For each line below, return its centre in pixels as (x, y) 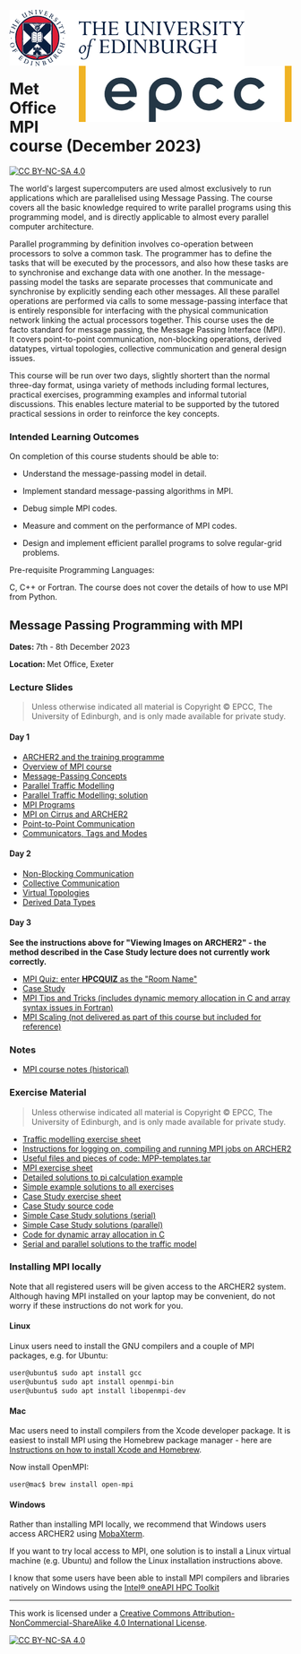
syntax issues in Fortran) (68, 1007)
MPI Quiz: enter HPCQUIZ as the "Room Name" (110, 979)
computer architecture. (52, 226)
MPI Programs (48, 804)
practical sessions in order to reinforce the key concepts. (114, 413)
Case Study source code (68, 1206)
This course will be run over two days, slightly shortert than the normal (140, 375)
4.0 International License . (160, 1623)
